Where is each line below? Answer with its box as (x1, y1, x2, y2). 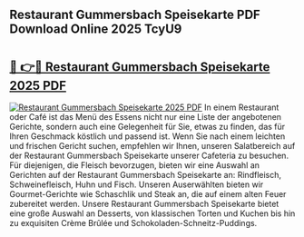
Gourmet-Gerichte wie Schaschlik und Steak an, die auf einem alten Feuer (9, 189, 287, 199)
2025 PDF (9, 77, 66, 94)
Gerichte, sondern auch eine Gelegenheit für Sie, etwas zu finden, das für (9, 122, 286, 132)
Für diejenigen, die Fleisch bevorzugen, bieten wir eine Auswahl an (9, 160, 260, 171)
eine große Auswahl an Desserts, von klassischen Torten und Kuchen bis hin (9, 208, 296, 219)
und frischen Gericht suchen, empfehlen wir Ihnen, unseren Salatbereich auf (9, 141, 296, 151)
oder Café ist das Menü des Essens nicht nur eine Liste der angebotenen (9, 112, 282, 122)
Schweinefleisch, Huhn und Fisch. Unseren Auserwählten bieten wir (9, 179, 264, 190)
